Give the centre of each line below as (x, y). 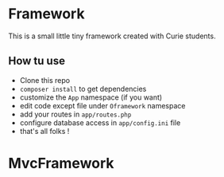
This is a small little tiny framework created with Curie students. (112, 36)
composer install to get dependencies (83, 88)
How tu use (37, 61)
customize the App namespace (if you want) (91, 97)
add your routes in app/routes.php (75, 114)
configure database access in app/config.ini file (100, 122)
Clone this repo (44, 80)
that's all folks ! (44, 131)
